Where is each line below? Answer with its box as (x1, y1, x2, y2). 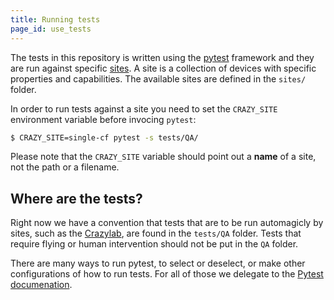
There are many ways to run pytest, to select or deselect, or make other (10, 257, 306, 270)
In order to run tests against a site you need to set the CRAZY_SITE (10, 102, 278, 115)
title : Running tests (10, 14, 101, 25)
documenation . (10, 279, 73, 291)
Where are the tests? (10, 190, 143, 207)
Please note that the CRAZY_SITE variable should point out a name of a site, (10, 151, 317, 163)
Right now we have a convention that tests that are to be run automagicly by (10, 217, 324, 229)
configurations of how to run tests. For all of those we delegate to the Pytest (10, 268, 324, 280)
